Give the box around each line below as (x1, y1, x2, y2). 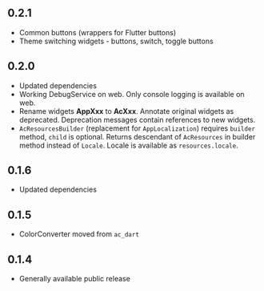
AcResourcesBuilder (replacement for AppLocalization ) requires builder (18, 123, 256, 133)
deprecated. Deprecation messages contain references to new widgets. (18, 115, 256, 124)
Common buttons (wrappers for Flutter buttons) (18, 27, 177, 37)
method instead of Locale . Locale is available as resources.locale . (18, 140, 238, 150)
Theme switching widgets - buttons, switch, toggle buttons (18, 36, 214, 46)
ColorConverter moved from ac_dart (18, 229, 139, 239)
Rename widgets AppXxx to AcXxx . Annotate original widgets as (18, 106, 234, 115)
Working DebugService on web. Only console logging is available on (18, 89, 245, 99)
